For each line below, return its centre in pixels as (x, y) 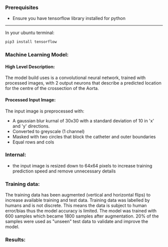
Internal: (16, 155)
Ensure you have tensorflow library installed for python (69, 18)
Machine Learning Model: (37, 55)
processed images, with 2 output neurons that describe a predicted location (83, 83)
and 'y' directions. (31, 126)
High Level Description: (30, 66)
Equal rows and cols (33, 142)
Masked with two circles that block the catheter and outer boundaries (84, 136)
